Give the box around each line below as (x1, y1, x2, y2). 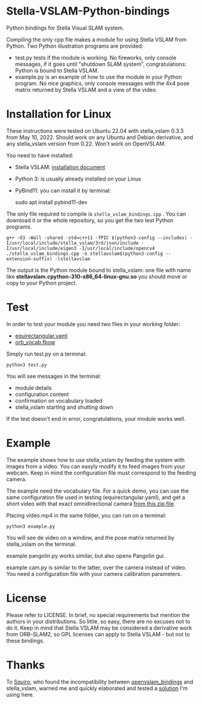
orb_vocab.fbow (14, 338, 55, 345)
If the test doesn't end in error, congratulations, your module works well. (6, 415, 186, 422)
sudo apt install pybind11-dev (14, 198, 87, 206)
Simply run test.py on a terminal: (6, 350, 87, 357)
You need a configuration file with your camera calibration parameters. (6, 570, 182, 577)
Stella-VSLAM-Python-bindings (6, 4, 170, 18)
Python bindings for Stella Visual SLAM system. (6, 24, 124, 31)
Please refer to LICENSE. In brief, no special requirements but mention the (6, 611, 190, 618)
